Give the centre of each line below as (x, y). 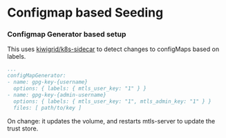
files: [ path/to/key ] (47, 108)
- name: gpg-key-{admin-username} (57, 95)
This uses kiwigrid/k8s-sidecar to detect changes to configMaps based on (113, 49)
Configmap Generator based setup (67, 34)
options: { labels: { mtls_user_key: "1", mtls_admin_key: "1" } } (113, 101)
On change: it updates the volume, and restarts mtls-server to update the (111, 121)
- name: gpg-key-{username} (48, 82)
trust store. (23, 128)
